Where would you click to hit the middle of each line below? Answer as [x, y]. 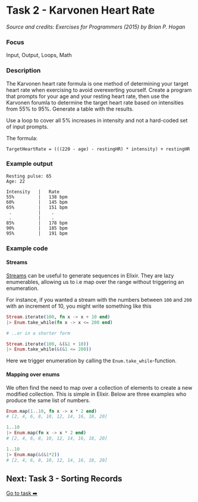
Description [23, 71]
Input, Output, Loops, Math [39, 55]
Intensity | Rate [33, 192]
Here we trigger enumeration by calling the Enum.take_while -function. [92, 361]
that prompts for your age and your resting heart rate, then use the [88, 96]
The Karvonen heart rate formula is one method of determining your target [97, 83]
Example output [29, 164]
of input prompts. [27, 127]
